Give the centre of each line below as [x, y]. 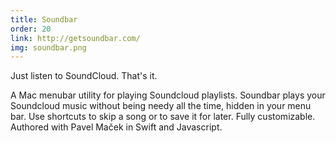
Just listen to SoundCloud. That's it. [84, 76]
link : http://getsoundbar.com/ [75, 38]
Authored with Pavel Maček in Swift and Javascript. [116, 127]
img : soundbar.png [48, 47]
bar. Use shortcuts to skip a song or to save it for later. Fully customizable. [163, 117]
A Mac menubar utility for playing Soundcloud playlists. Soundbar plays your [168, 95]
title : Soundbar [44, 19]
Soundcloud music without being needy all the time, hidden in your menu [161, 106]
